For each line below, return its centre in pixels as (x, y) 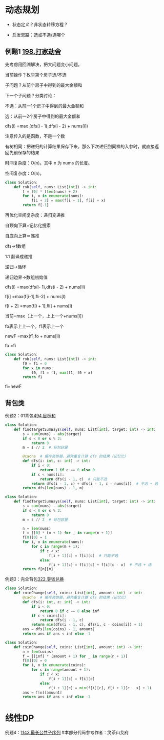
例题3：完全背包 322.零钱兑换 (35, 579)
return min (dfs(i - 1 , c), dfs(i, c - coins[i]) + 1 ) (87, 625)
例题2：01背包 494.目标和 (31, 416)
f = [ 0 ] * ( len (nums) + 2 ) (50, 191)
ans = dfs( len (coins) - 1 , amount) (59, 629)
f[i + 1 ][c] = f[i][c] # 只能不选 (83, 556)
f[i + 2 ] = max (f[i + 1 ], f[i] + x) (68, 200)
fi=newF (13, 386)
